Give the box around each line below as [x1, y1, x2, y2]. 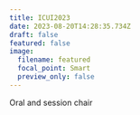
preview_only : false [17, 72, 95, 81]
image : [9, 47, 34, 56]
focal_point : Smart [17, 64, 91, 73]
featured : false [9, 38, 70, 48]
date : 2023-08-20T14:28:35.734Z [9, 22, 131, 31]
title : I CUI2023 [9, 13, 70, 23]
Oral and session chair [9, 97, 93, 108]
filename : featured [17, 55, 91, 64]
